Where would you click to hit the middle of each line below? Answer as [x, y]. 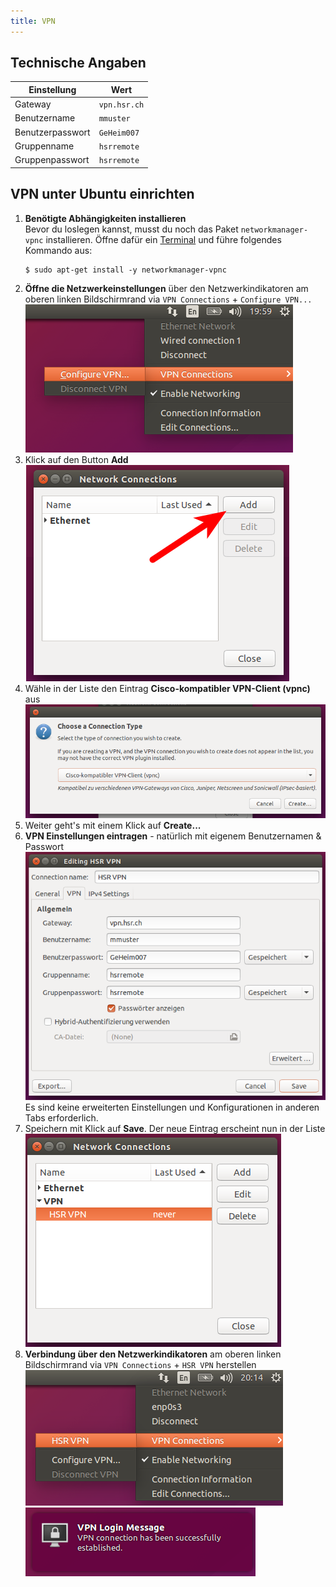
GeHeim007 [119, 133]
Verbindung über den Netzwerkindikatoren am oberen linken [153, 1354]
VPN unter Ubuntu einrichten [102, 194]
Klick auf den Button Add [76, 459]
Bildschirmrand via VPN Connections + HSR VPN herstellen [140, 1364]
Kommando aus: [58, 250]
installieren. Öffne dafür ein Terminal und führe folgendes [163, 239]
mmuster [114, 119]
